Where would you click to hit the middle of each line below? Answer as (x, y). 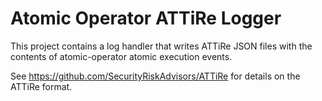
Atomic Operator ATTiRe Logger (146, 18)
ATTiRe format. (41, 86)
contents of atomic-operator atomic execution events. (121, 56)
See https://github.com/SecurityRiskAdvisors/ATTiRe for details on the (155, 76)
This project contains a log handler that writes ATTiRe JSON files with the (161, 46)
